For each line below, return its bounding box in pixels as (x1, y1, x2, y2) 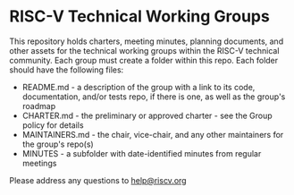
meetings (21, 157, 57, 168)
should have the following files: (9, 64, 124, 75)
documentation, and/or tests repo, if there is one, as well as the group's (21, 91, 286, 102)
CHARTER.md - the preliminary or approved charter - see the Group (21, 110, 273, 121)
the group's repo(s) (21, 139, 94, 149)
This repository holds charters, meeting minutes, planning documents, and (9, 36, 284, 47)
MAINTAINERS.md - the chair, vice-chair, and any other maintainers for (21, 129, 284, 140)
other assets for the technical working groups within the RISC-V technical (9, 45, 280, 55)
